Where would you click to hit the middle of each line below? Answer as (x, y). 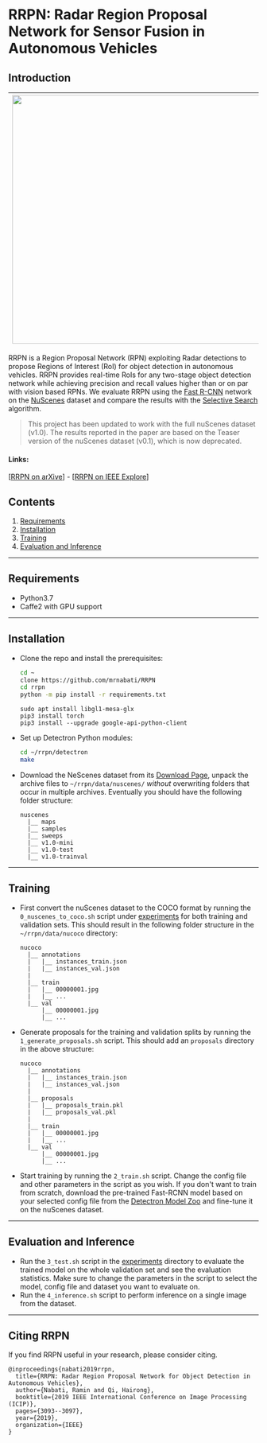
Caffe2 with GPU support (61, 606)
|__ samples (47, 829)
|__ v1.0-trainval (58, 857)
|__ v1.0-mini (50, 842)
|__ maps (42, 822)
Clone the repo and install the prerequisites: (91, 658)
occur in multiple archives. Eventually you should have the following (131, 792)
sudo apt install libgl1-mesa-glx (77, 710)
